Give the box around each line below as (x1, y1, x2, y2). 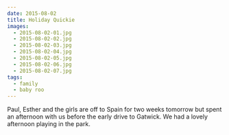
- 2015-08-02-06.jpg (13, 61, 72, 68)
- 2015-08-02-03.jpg (13, 42, 72, 49)
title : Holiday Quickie (7, 16, 75, 23)
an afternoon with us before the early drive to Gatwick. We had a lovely (7, 112, 208, 121)
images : (7, 23, 29, 29)
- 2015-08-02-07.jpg (13, 67, 72, 74)
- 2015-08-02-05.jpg (13, 55, 72, 62)
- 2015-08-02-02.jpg (13, 36, 72, 42)
